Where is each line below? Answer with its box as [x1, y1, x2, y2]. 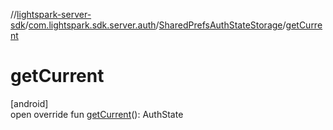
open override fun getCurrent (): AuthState [10, 108, 184, 120]
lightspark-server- [16, 9, 92, 20]
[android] [10, 97, 49, 109]
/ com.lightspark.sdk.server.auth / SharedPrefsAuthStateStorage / [24, 19, 287, 31]
